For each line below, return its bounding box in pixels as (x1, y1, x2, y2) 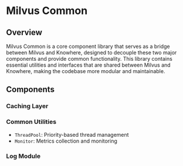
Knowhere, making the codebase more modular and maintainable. (6, 68, 165, 74)
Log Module (6, 152, 41, 160)
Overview (6, 27, 43, 37)
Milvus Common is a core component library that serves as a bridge (6, 43, 170, 50)
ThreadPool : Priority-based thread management (14, 131, 129, 138)
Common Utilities (6, 118, 57, 126)
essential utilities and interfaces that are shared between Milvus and (6, 61, 171, 68)
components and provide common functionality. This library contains (6, 56, 173, 62)
